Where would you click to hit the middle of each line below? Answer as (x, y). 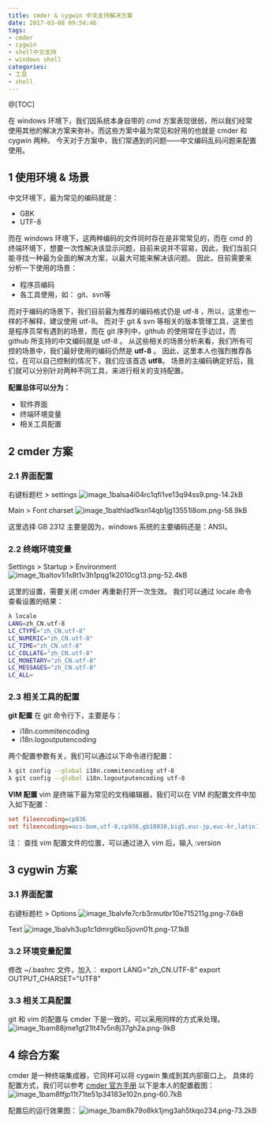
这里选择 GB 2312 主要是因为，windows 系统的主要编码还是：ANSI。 (120, 527)
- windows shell (35, 60)
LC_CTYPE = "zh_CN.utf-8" (47, 631)
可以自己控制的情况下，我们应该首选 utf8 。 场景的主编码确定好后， (138, 361)
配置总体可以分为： (39, 387)
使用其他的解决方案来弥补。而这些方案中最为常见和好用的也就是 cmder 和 (128, 130)
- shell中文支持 (32, 52)
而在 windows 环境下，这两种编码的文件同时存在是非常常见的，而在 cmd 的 (131, 239)
